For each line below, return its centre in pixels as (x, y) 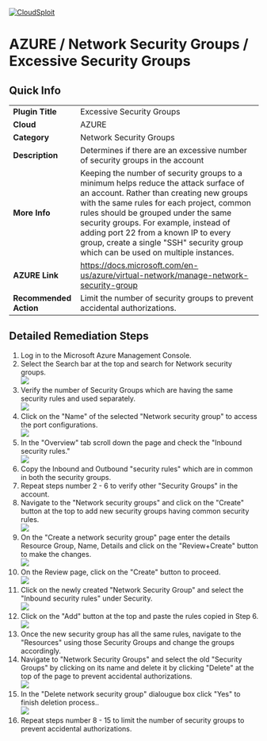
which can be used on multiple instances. (157, 252)
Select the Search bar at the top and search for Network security (126, 363)
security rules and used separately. (78, 398)
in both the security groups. (66, 477)
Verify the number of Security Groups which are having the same (126, 390)
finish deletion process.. (60, 702)
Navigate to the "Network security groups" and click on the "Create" (132, 502)
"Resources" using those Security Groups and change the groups (127, 642)
